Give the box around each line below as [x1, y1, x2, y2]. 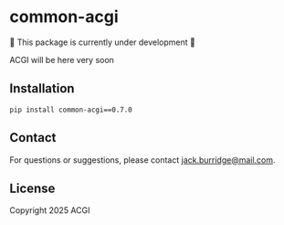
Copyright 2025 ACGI [9, 205, 90, 216]
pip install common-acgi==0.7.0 [9, 105, 132, 114]
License [9, 180, 56, 196]
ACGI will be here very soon [9, 54, 114, 65]
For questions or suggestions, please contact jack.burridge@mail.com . [9, 154, 276, 166]
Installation [9, 80, 75, 97]
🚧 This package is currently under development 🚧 [9, 37, 196, 48]
